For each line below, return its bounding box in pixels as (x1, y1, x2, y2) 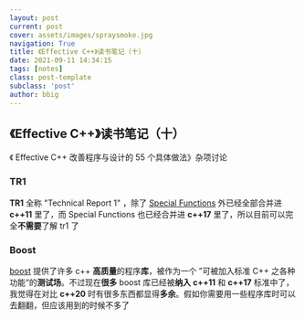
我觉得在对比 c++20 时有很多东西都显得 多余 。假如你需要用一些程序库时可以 (9, 288, 297, 299)
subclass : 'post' (9, 81, 76, 90)
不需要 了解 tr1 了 (17, 220, 79, 231)
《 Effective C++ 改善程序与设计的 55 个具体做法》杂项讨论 (9, 152, 228, 163)
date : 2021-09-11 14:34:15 (9, 56, 112, 65)
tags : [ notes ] (9, 65, 64, 74)
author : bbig (9, 90, 59, 99)
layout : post (9, 13, 59, 23)
